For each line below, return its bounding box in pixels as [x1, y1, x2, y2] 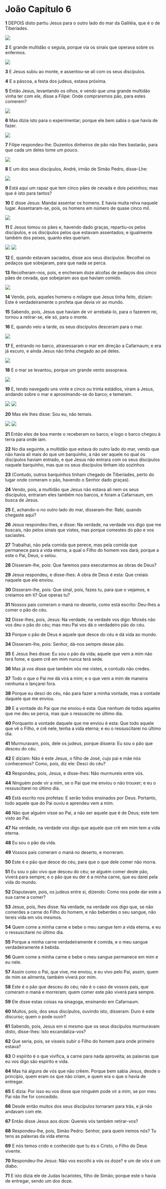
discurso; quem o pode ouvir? [5, 1013, 66, 1019]
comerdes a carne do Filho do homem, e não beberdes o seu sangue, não [5, 909, 156, 915]
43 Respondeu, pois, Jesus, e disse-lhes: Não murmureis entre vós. [5, 770, 144, 776]
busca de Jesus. [5, 497, 39, 503]
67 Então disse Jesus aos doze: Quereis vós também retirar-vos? [5, 1118, 138, 1124]
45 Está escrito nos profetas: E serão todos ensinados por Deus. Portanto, [5, 795, 157, 801]
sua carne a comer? [5, 894, 46, 900]
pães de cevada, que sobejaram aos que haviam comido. [5, 275, 122, 281]
